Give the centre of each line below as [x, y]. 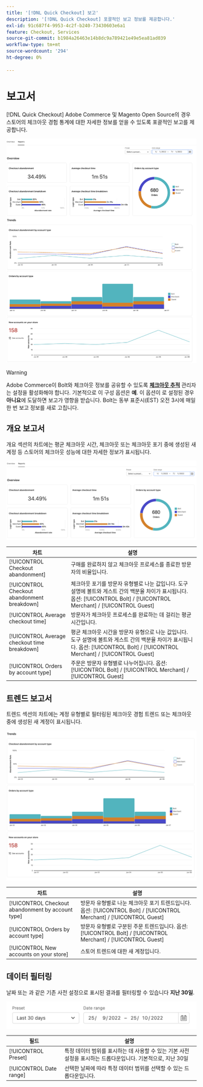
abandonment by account [41, 909]
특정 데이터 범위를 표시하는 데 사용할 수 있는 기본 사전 [127, 1051]
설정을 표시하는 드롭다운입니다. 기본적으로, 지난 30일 [126, 1059]
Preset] [18, 1058]
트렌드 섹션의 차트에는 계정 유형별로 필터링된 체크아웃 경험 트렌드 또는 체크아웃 [99, 714]
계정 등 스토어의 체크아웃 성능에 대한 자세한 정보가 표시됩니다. [79, 452]
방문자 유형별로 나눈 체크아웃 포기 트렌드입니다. [136, 902]
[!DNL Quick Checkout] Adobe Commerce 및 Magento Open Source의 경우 [98, 114]
